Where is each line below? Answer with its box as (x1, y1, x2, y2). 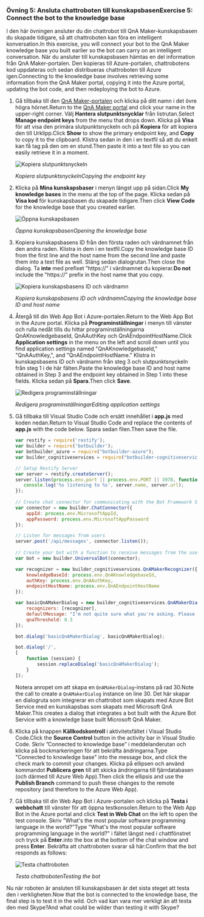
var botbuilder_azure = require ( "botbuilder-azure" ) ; (15, 449, 154, 455)
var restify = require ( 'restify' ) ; (15, 437, 106, 443)
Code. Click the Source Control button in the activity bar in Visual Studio (15, 734, 195, 741)
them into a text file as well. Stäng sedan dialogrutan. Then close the (15, 258, 185, 265)
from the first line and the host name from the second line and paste (15, 252, 186, 259)
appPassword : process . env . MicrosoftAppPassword (26, 516, 149, 522)
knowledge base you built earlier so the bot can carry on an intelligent (6, 47, 182, 54)
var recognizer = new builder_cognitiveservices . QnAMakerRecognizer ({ (15, 566, 198, 572)
